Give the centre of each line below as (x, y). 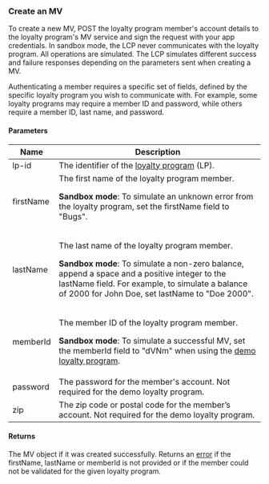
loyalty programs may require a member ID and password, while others (125, 104)
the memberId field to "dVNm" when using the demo (157, 350)
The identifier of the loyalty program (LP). (137, 165)
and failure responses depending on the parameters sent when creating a (130, 63)
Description (158, 151)
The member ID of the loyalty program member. (149, 322)
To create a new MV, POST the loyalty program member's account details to (133, 29)
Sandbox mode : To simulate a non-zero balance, (151, 264)
